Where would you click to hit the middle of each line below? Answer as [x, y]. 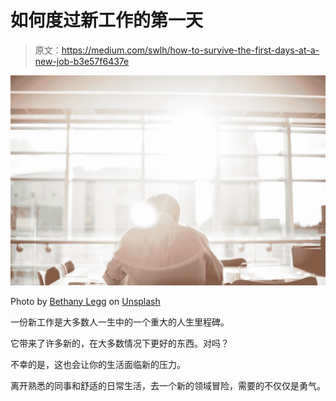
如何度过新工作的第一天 [107, 20]
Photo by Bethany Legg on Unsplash [85, 301]
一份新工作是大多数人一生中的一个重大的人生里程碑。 [120, 322]
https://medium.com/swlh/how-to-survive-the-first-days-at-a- [190, 50]
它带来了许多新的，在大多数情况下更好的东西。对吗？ [120, 343]
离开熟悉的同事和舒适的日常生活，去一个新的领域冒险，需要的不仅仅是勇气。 [168, 385]
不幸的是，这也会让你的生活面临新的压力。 [98, 364]
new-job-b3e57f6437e [82, 61]
